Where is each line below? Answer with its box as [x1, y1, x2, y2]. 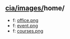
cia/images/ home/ [5, 4, 65, 12]
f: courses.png [12, 27, 44, 34]
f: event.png [12, 22, 38, 28]
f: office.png [12, 17, 39, 23]
